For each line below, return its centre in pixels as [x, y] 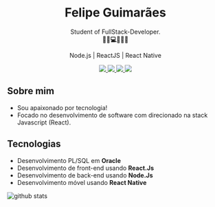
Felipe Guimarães [115, 13]
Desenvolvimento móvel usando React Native [82, 182]
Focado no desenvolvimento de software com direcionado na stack [112, 115]
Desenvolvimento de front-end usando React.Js [86, 168]
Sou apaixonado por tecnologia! [62, 107]
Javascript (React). [44, 122]
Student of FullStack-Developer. [115, 32]
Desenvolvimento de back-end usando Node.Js [85, 175]
